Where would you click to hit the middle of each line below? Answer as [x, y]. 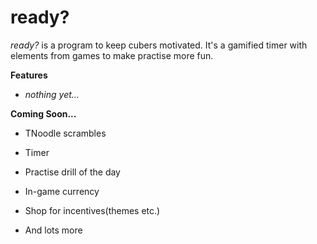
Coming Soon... [43, 113]
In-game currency [62, 191]
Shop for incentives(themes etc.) [92, 210]
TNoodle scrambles [65, 133]
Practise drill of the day [72, 172]
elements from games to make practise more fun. [112, 55]
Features [29, 75]
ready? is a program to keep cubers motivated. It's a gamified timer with [159, 45]
